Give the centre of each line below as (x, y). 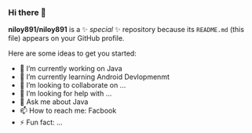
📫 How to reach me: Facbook (68, 111)
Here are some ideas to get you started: (73, 53)
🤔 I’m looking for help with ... (66, 94)
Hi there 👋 (27, 13)
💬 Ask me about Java (54, 102)
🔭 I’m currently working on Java (71, 69)
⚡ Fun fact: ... (41, 122)
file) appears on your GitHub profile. (66, 38)
